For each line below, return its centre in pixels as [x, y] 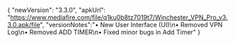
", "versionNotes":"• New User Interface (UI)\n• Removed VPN [131, 25]
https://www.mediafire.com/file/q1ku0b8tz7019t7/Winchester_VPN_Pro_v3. [119, 17]
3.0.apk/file [24, 25]
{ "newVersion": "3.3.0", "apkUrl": [57, 10]
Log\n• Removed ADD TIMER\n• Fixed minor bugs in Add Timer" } [104, 32]
